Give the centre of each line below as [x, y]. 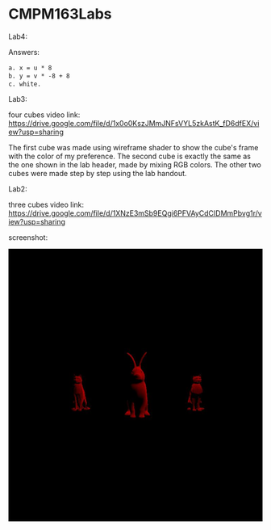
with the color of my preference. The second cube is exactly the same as [130, 156]
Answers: [24, 52]
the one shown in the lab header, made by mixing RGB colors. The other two [135, 164]
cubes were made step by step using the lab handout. [98, 173]
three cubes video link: [46, 204]
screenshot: [28, 237]
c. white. [25, 84]
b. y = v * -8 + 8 [39, 76]
